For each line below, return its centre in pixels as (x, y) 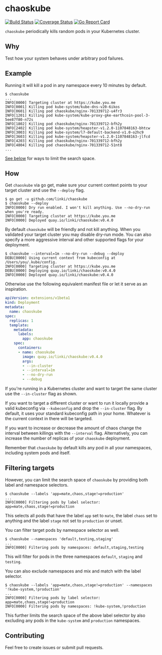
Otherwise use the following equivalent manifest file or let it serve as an (76, 284)
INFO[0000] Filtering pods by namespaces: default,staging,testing (74, 547)
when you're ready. (25, 212)
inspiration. (16, 289)
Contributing (25, 636)
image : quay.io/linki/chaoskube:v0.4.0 (63, 357)
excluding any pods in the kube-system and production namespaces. (73, 620)
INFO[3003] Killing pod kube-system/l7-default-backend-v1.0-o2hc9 (74, 132)
